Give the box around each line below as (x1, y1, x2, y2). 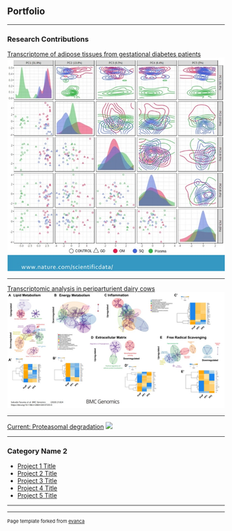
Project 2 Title (17, 469, 57, 478)
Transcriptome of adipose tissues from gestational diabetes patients (7, 50, 202, 58)
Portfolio (7, 6, 46, 17)
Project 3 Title (17, 477, 57, 485)
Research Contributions (7, 34, 89, 44)
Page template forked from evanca (7, 518, 85, 525)
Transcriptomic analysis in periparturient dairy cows (7, 284, 155, 293)
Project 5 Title (17, 492, 57, 500)
